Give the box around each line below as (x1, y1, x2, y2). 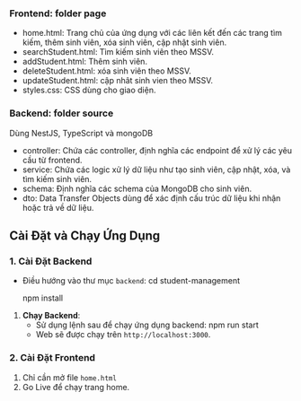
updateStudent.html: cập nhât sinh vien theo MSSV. (22, 75, 214, 86)
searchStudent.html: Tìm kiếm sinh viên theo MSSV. (22, 47, 214, 57)
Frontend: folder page (9, 7, 107, 20)
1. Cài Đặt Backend (9, 255, 93, 267)
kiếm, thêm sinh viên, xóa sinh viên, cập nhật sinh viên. (22, 37, 227, 48)
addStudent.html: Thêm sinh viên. (22, 57, 148, 67)
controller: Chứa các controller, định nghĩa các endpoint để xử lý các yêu (22, 144, 293, 155)
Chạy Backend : (22, 310, 81, 321)
